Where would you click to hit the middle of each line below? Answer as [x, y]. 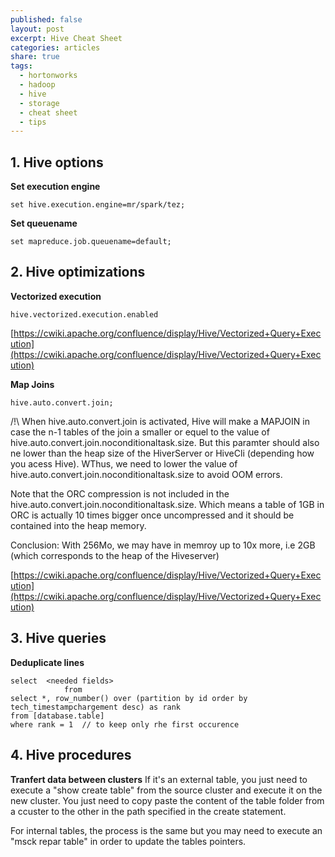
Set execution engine [55, 187]
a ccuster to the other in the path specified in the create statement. [148, 811]
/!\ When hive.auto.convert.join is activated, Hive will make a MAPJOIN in [160, 421]
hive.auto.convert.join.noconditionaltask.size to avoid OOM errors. [146, 474]
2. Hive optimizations [78, 272]
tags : [21, 66]
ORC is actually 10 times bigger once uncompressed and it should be [152, 515]
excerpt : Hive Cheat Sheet [66, 38]
